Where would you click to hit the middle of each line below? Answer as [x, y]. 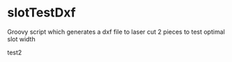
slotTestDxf [41, 13]
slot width [22, 39]
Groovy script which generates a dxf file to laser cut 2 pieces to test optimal [116, 32]
